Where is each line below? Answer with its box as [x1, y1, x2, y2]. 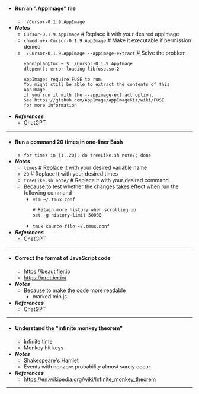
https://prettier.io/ [23, 274, 67, 281]
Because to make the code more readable [23, 287, 126, 294]
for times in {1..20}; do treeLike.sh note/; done [23, 152, 152, 158]
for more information [23, 103, 77, 109]
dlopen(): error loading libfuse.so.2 [23, 66, 120, 72]
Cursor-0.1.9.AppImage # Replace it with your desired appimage [23, 30, 179, 38]
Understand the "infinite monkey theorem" [14, 325, 123, 332]
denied [23, 43, 41, 50]
